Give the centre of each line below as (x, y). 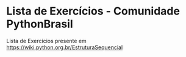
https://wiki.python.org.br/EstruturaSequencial (65, 47)
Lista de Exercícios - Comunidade (93, 11)
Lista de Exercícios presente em (46, 41)
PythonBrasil (40, 24)
